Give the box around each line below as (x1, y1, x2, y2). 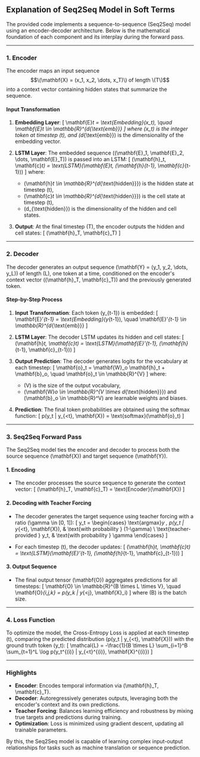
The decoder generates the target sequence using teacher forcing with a (14, 512, 194, 520)
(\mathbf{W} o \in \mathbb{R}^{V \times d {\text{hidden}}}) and (23, 388, 177, 395)
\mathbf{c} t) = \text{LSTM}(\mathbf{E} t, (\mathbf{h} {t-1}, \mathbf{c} (14, 162, 185, 169)
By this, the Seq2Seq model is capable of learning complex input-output (6, 738, 183, 745)
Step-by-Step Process (6, 296, 62, 303)
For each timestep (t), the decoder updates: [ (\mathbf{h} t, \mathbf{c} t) (14, 543, 191, 550)
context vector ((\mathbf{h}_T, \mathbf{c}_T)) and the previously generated (6, 276, 192, 283)
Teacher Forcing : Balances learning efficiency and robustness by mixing (14, 708, 193, 715)
